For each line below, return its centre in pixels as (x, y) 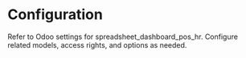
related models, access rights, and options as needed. (97, 44)
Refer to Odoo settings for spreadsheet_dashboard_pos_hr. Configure (123, 37)
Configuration (55, 15)
